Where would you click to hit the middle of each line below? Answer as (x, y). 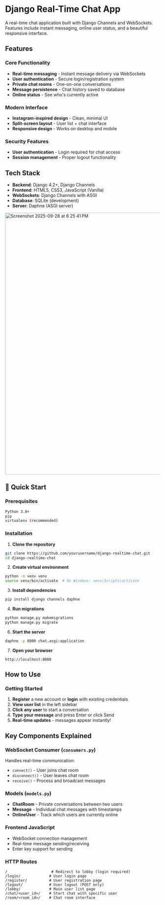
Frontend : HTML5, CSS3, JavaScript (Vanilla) (58, 190)
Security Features (27, 141)
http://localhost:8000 (28, 659)
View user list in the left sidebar (45, 705)
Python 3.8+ (17, 512)
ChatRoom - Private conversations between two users (67, 804)
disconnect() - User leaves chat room (51, 776)
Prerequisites (21, 501)
